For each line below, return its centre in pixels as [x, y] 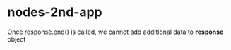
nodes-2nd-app [55, 12]
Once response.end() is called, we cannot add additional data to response [115, 32]
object [17, 39]
